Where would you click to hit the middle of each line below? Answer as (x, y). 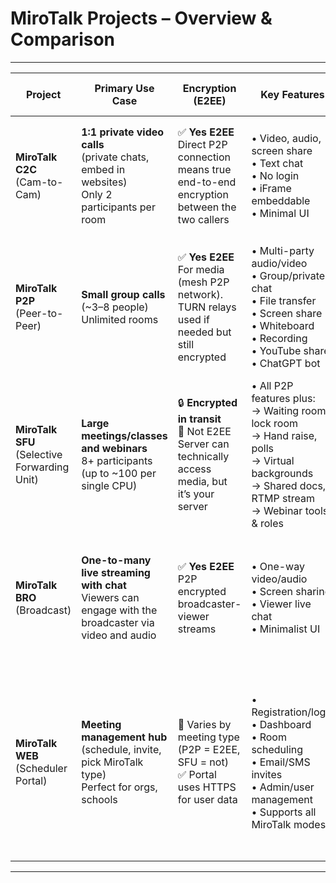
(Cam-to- (39, 182)
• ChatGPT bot (286, 363)
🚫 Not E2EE (204, 432)
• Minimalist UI (286, 629)
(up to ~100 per (119, 473)
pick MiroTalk (112, 762)
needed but (204, 332)
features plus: (283, 398)
